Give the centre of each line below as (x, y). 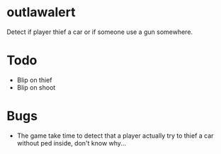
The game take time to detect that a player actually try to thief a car (115, 136)
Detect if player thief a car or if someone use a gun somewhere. (100, 32)
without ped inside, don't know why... (72, 143)
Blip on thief (34, 80)
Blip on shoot (36, 87)
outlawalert (41, 12)
